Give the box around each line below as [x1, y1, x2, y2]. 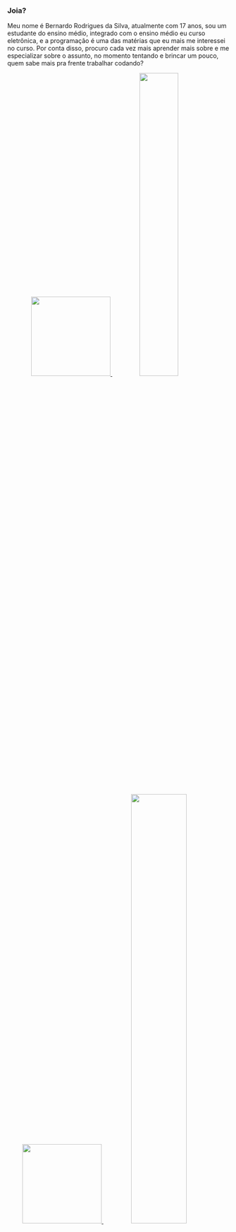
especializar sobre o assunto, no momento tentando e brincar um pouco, [7, 51, 219, 60]
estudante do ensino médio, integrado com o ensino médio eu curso [7, 29, 206, 37]
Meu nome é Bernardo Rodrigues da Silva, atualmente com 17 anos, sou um [7, 22, 227, 30]
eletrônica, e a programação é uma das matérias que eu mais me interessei [7, 37, 225, 45]
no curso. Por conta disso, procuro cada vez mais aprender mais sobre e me [7, 44, 230, 53]
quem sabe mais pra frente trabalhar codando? [7, 59, 144, 68]
